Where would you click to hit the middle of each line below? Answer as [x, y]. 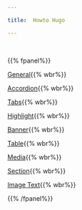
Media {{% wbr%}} [35, 157]
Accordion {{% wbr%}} [41, 88]
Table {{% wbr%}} [34, 143]
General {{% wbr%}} [37, 74]
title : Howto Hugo [36, 20]
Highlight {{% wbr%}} [39, 115]
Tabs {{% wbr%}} [33, 102]
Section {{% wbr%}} [37, 171]
